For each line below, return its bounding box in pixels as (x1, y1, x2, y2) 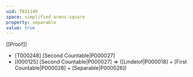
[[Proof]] (6, 41, 28, 48)
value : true (6, 24, 35, 31)
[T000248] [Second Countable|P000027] (14, 52, 116, 59)
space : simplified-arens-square (6, 14, 85, 20)
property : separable (6, 19, 57, 25)
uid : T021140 (6, 8, 38, 15)
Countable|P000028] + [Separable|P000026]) (14, 65, 127, 72)
